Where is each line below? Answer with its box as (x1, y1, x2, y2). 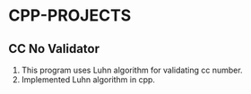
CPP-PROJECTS (8, 5, 132, 26)
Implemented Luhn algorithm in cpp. (21, 74, 156, 85)
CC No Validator (8, 41, 100, 56)
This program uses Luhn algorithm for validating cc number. (21, 64, 243, 75)
